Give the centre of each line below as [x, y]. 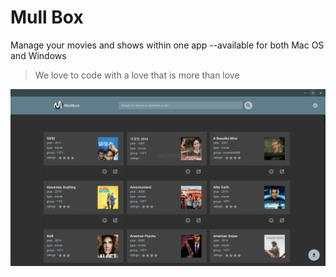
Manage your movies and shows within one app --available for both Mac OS [167, 45]
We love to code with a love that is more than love [137, 75]
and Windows [38, 55]
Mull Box [47, 17]
